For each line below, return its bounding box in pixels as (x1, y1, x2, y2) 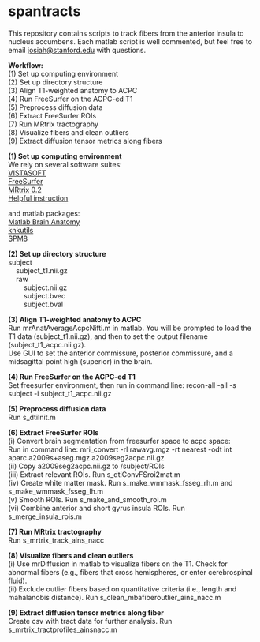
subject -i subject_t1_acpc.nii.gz (8, 389, 112, 398)
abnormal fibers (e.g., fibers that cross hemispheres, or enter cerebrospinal (8, 567, 254, 576)
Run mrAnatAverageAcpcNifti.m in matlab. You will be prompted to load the (8, 323, 252, 332)
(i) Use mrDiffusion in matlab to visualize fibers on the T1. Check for (8, 559, 228, 569)
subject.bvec (23, 291, 65, 300)
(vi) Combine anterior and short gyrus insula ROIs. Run (8, 503, 185, 512)
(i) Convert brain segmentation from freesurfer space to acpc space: (8, 436, 231, 445)
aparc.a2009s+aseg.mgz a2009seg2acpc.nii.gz (8, 452, 165, 462)
